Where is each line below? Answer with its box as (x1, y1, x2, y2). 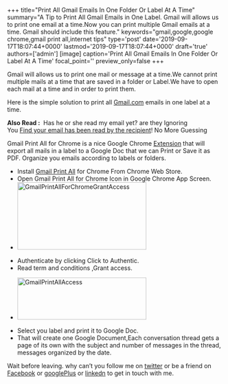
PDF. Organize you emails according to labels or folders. (7, 154, 167, 162)
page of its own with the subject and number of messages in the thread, (16, 341, 221, 349)
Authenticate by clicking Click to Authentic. (16, 257, 139, 264)
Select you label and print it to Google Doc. (16, 326, 139, 335)
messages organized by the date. (16, 348, 112, 357)
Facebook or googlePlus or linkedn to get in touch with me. (7, 369, 174, 377)
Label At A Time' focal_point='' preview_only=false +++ (7, 57, 165, 65)
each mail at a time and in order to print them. (7, 85, 136, 93)
